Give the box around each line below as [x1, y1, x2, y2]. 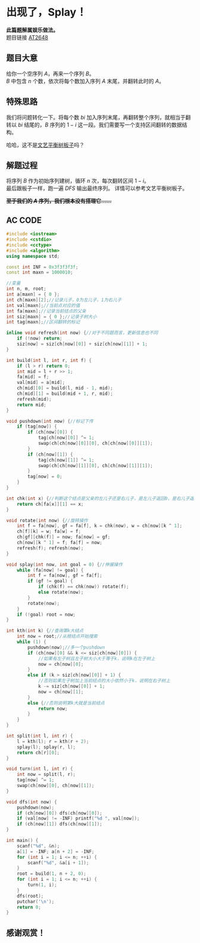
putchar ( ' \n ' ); [17, 898, 55, 905]
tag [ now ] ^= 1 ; [17, 777, 55, 783]
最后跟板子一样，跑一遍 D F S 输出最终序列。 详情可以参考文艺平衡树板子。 [6, 185, 188, 192]
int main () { [6, 837, 39, 844]
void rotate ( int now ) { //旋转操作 [6, 517, 88, 523]
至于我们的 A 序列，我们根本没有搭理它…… [6, 198, 112, 205]
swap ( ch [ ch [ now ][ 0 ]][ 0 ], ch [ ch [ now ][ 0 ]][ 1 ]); [37, 440, 153, 447]
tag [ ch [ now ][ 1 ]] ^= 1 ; [37, 457, 95, 463]
